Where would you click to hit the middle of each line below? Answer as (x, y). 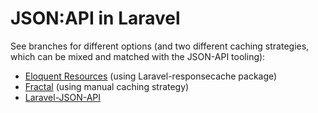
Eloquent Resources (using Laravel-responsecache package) (151, 76)
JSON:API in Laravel (95, 18)
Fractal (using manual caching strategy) (107, 86)
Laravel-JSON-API (63, 97)
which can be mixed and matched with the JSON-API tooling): (138, 56)
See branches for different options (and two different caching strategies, (160, 46)
